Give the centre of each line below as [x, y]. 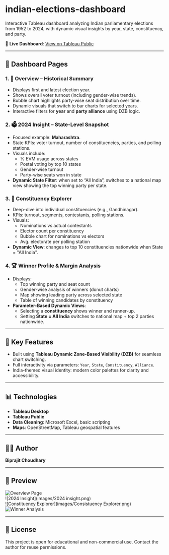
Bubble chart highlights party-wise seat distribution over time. [76, 100]
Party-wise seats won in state [51, 174]
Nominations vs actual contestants [56, 226]
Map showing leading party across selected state [71, 295]
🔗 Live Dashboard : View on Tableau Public [50, 43]
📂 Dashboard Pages [36, 64]
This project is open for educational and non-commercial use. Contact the [82, 542]
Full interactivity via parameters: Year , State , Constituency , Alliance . [83, 365]
